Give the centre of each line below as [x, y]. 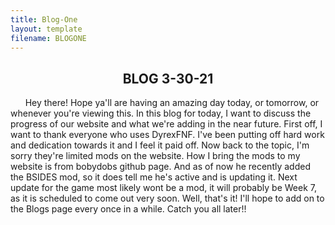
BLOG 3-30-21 [168, 78]
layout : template [46, 29]
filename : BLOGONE [48, 38]
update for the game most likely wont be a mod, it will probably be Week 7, [163, 188]
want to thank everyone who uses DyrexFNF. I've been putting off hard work [167, 135]
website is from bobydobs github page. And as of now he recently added [160, 167]
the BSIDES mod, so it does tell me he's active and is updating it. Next [154, 177]
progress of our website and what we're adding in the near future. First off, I [166, 124]
